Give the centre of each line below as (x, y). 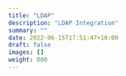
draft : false (30, 45)
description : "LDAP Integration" (63, 23)
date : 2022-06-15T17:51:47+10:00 (63, 38)
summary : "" (28, 30)
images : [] (26, 52)
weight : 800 (28, 60)
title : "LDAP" (32, 15)
